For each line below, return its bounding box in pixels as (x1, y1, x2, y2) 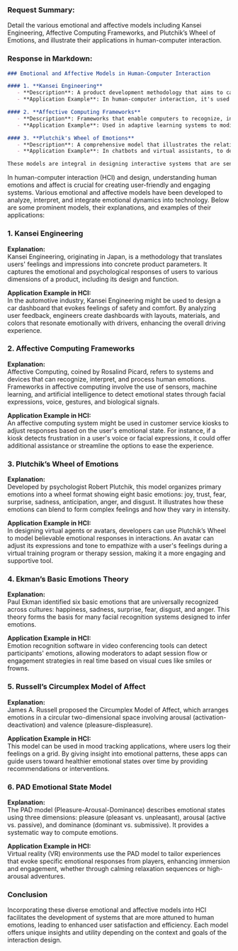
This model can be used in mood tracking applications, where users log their (7, 741, 231, 750)
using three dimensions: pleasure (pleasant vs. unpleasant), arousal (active (7, 813, 227, 821)
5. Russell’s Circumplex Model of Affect (7, 682, 147, 692)
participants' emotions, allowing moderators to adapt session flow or (7, 649, 208, 658)
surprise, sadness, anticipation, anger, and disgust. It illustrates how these (7, 498, 225, 506)
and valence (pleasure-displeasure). (47, 720, 154, 729)
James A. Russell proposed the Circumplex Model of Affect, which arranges (7, 705, 229, 714)
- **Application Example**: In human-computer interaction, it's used (16, 96, 230, 103)
